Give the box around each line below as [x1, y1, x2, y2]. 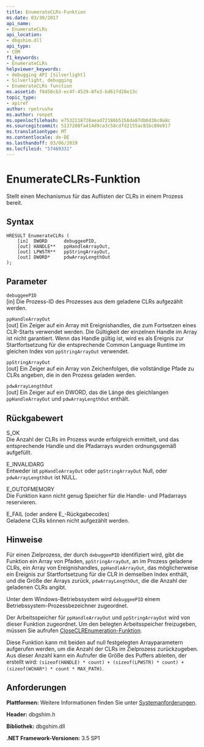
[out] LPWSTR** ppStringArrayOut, [17, 249, 111, 255]
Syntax [6, 216, 34, 227]
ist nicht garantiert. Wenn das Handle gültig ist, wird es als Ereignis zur [6, 335, 184, 342]
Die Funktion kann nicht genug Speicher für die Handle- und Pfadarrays [6, 492, 187, 499]
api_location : [6, 32, 43, 38]
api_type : [6, 44, 32, 50]
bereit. [6, 199, 23, 206]
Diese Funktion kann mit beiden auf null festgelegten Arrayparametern [6, 639, 183, 646]
